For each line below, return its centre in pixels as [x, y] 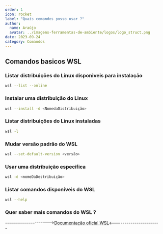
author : [13, 23]
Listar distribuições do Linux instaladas [53, 121]
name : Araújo [23, 28]
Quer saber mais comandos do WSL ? [51, 212]
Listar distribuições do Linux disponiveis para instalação [74, 76]
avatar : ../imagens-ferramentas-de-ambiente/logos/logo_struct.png [80, 32]
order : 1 [14, 10]
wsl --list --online [26, 86]
